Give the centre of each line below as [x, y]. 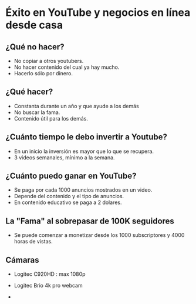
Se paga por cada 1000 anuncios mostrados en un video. [83, 190]
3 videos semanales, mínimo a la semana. [64, 157]
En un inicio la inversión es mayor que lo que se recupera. [84, 151]
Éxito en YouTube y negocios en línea [98, 13]
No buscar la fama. [37, 112]
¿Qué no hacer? [35, 47]
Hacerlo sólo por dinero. [43, 73]
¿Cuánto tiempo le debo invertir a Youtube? [87, 137]
